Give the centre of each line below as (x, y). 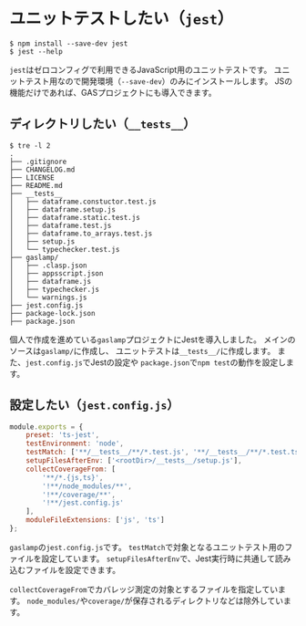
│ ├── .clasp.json (49, 266)
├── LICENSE (32, 177)
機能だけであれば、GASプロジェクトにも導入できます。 (113, 92)
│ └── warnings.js (49, 297)
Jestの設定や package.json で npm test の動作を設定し (189, 362)
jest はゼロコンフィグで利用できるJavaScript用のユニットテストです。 (141, 69)
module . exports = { (46, 427)
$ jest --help (36, 51)
